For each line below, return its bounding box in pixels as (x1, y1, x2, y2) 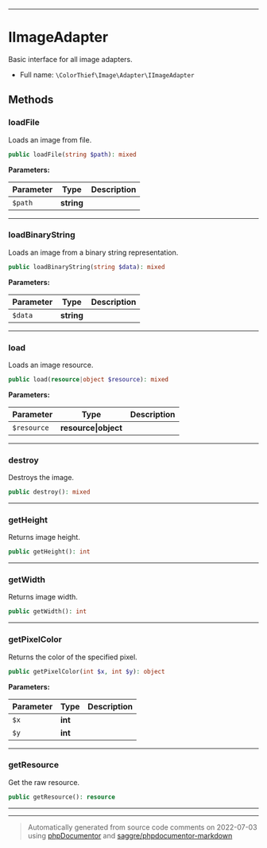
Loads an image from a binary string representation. (8, 248, 179, 257)
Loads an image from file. (8, 135, 92, 144)
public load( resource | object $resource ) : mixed (8, 375, 169, 383)
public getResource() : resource (8, 793, 115, 801)
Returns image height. (8, 533, 81, 542)
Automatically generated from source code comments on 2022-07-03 (27, 822, 257, 832)
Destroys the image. (8, 473, 74, 483)
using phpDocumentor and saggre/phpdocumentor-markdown (27, 830, 233, 840)
